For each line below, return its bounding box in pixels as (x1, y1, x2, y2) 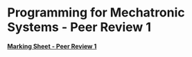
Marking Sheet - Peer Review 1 (7, 42, 97, 50)
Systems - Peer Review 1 (7, 19, 151, 35)
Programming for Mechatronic (7, 5, 185, 21)
